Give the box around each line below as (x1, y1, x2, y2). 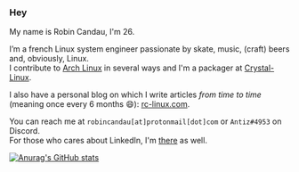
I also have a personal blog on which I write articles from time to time (9, 89, 263, 100)
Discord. (9, 126, 40, 136)
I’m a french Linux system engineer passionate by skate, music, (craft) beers (9, 44, 290, 54)
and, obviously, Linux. (9, 53, 89, 64)
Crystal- (244, 62, 275, 73)
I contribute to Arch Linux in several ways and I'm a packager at (9, 62, 243, 73)
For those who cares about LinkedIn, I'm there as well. (9, 135, 207, 146)
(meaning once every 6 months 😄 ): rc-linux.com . (9, 99, 190, 110)
